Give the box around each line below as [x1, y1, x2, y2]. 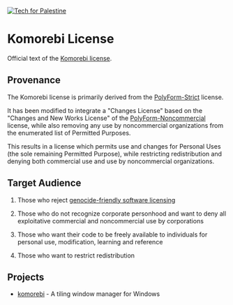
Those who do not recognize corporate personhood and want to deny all [17, 209, 227, 218]
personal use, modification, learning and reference [17, 237, 163, 246]
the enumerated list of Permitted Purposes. [7, 128, 131, 137]
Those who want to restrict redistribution [17, 251, 135, 260]
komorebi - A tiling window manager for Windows [17, 290, 160, 298]
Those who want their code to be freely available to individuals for [17, 230, 208, 239]
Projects [7, 271, 45, 283]
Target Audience [7, 177, 82, 189]
